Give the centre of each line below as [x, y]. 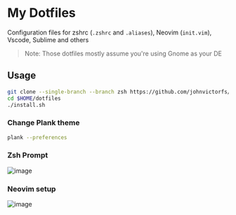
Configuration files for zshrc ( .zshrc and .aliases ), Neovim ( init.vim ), [110, 32]
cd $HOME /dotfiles [34, 98]
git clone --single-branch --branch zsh [67, 92]
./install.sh [26, 105]
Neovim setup [32, 189]
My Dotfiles [41, 13]
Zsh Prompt [28, 155]
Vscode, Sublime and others [48, 39]
